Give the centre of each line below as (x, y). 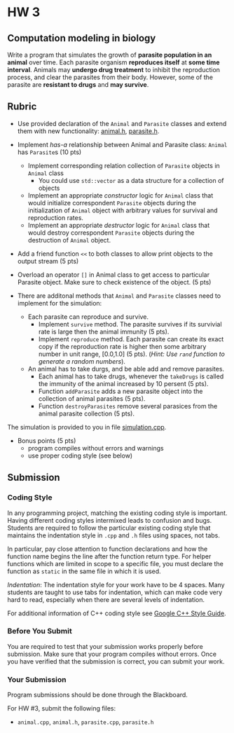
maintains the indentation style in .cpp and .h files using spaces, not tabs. (114, 535)
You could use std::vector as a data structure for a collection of (131, 180)
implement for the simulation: (60, 303)
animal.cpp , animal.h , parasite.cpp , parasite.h (85, 722)
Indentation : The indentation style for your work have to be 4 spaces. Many (116, 584)
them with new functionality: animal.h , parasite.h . (88, 131)
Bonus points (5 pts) (47, 440)
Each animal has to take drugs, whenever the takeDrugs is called (131, 376)
